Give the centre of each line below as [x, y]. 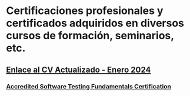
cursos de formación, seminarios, [90, 36]
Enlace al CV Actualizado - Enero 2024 [79, 69]
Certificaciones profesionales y [85, 11]
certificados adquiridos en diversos [95, 23]
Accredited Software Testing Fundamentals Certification [89, 86]
